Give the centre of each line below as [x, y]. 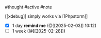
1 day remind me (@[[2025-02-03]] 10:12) [54, 25]
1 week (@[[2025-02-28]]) [39, 31]
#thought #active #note [29, 7]
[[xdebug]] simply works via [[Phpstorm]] [47, 16]
